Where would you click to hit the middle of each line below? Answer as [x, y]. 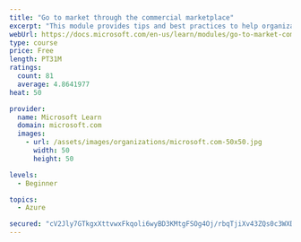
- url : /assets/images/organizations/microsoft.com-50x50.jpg [144, 143]
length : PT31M [36, 59]
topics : [24, 199]
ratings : [26, 68]
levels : [24, 175]
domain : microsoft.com [60, 125]
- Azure [32, 208]
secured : [26, 224]
